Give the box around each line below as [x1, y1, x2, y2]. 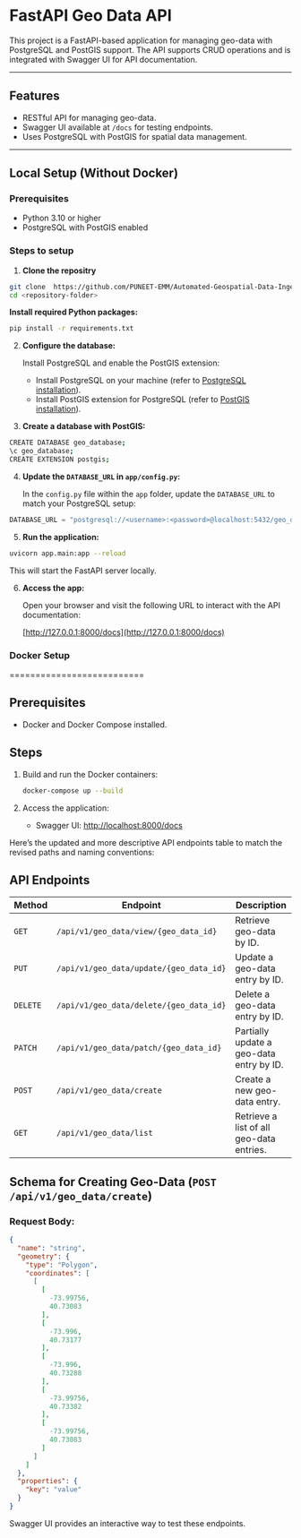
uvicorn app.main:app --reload [9, 548, 126, 558]
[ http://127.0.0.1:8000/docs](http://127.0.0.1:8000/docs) [21, 626, 226, 637]
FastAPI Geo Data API [9, 5, 172, 26]
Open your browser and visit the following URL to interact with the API [21, 599, 280, 610]
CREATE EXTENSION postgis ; [9, 455, 110, 464]
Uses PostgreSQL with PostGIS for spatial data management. [21, 131, 248, 142]
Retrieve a [235, 1110, 278, 1122]
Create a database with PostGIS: [21, 421, 146, 432]
